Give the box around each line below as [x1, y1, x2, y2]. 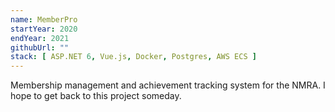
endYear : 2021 [10, 33, 70, 43]
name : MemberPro [10, 14, 78, 25]
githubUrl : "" [10, 42, 70, 53]
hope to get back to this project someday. [10, 90, 182, 102]
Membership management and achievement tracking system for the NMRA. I [10, 79, 326, 91]
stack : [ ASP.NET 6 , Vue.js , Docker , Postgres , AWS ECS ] [10, 52, 257, 62]
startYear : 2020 [10, 24, 78, 34]
